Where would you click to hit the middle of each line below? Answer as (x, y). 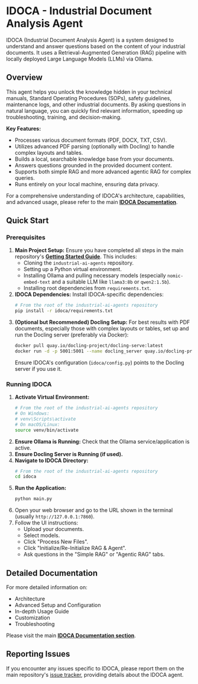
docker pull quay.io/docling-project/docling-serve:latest (89, 346)
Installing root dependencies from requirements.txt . (87, 288)
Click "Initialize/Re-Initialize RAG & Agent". (75, 548)
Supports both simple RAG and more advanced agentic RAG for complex (103, 171)
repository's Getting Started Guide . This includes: (76, 257)
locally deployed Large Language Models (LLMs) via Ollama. (80, 59)
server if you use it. (38, 368)
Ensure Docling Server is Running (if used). (69, 454)
